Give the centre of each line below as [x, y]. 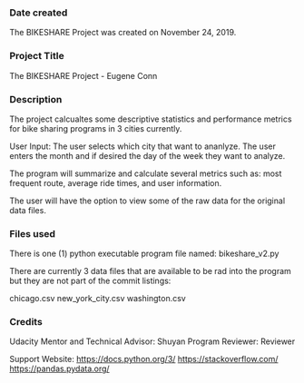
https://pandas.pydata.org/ [60, 368]
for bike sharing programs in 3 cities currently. [96, 128]
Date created [39, 13]
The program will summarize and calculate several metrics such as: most [146, 173]
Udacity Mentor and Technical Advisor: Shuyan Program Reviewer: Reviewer [152, 341]
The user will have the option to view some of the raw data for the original [147, 201]
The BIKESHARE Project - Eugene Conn [83, 75]
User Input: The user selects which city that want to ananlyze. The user [143, 146]
